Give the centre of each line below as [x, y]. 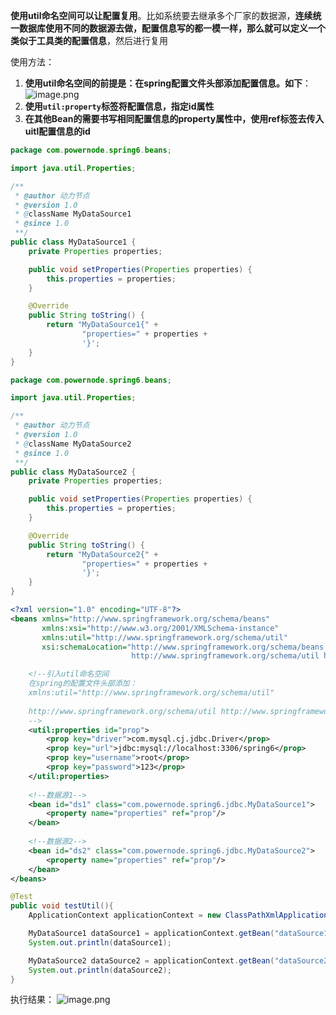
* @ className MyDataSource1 [73, 214]
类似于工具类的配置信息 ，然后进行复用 [89, 40]
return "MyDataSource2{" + [102, 554]
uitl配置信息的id [57, 131]
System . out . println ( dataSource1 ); [100, 942]
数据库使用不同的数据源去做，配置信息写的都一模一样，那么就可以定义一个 [172, 28]
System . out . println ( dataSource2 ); [100, 970]
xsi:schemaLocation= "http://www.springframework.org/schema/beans [183, 647]
